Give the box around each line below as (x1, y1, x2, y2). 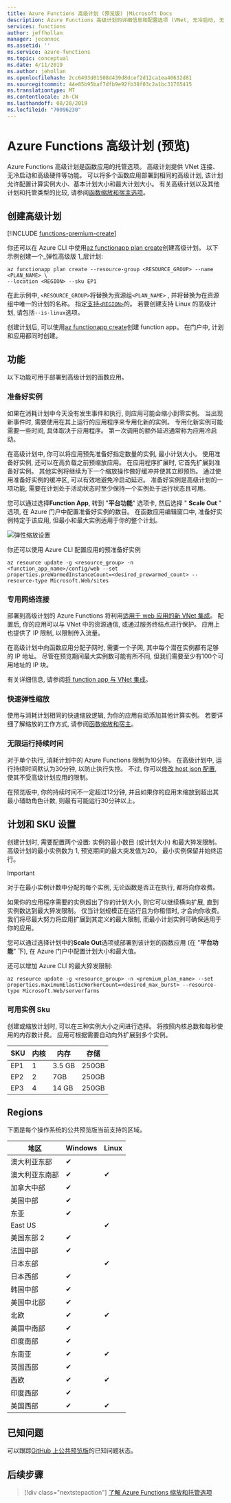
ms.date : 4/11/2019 (7, 61, 63, 68)
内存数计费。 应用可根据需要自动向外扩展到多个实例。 (19, 1030, 172, 1039)
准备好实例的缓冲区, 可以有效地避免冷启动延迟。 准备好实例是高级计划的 (12, 475, 217, 484)
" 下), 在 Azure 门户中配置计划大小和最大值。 (13, 947, 140, 956)
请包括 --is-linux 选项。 (16, 308, 84, 316)
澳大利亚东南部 (10, 1170, 60, 1180)
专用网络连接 (7, 594, 50, 604)
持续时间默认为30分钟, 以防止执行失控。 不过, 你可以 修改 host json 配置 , (12, 764, 217, 773)
